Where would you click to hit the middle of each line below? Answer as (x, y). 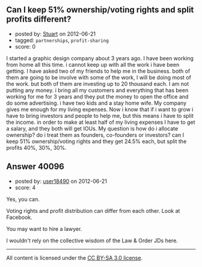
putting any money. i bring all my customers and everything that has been (97, 90)
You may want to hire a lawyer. (44, 229)
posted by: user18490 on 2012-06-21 (61, 181)
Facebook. (20, 217)
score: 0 (25, 46)
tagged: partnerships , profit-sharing (62, 40)
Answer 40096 (35, 167)
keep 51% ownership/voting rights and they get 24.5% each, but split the (96, 141)
